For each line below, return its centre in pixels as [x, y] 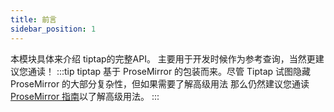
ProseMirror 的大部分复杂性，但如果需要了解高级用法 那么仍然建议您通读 [160, 83]
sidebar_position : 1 [53, 29]
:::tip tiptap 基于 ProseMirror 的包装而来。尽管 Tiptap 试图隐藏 [184, 71]
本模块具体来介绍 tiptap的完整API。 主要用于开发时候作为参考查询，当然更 [163, 58]
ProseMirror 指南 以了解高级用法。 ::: [85, 96]
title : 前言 [33, 19]
